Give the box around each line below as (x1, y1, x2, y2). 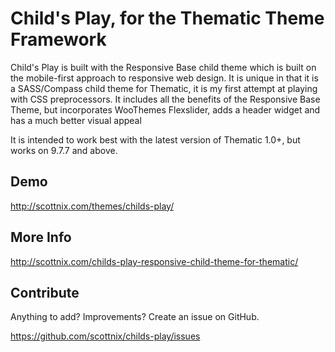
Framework (10, 28, 107, 51)
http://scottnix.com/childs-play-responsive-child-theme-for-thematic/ (10, 255, 299, 267)
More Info (10, 229, 72, 246)
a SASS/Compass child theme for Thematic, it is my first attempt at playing (10, 82, 318, 94)
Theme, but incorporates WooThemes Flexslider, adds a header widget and (10, 103, 321, 116)
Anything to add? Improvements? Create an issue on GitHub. (10, 311, 260, 323)
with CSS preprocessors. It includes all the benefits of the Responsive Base (10, 93, 321, 105)
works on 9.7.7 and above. (10, 144, 118, 156)
